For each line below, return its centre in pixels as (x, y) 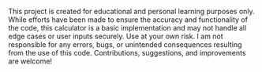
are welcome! (30, 61)
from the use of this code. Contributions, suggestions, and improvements (127, 53)
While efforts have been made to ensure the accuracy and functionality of (128, 20)
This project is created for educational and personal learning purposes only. (131, 11)
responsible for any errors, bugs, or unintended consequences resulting (125, 45)
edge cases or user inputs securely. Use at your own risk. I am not (116, 36)
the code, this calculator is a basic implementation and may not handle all (127, 28)
